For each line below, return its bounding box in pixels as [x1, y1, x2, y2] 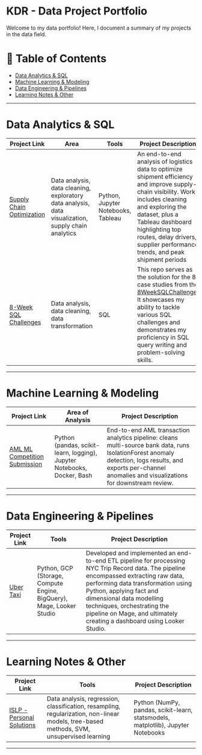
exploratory [50, 191, 84, 200]
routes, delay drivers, [137, 232, 197, 241]
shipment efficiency [137, 172, 194, 180]
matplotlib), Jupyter [133, 721, 189, 729]
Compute [37, 579, 64, 587]
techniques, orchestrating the [86, 602, 170, 610]
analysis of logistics [137, 157, 193, 165]
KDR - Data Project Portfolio [6, 4, 147, 18]
